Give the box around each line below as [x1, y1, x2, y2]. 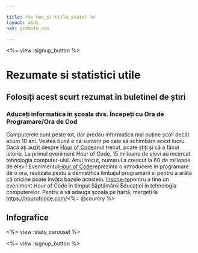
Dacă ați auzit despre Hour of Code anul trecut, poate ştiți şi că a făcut [6, 144, 179, 151]
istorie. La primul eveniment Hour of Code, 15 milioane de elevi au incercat [6, 150, 191, 157]
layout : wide [6, 19, 39, 26]
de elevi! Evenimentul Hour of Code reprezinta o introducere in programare [6, 163, 189, 170]
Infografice [6, 212, 49, 222]
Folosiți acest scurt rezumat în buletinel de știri [6, 91, 186, 102]
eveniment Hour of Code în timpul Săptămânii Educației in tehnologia [6, 182, 177, 189]
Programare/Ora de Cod [6, 117, 78, 126]
